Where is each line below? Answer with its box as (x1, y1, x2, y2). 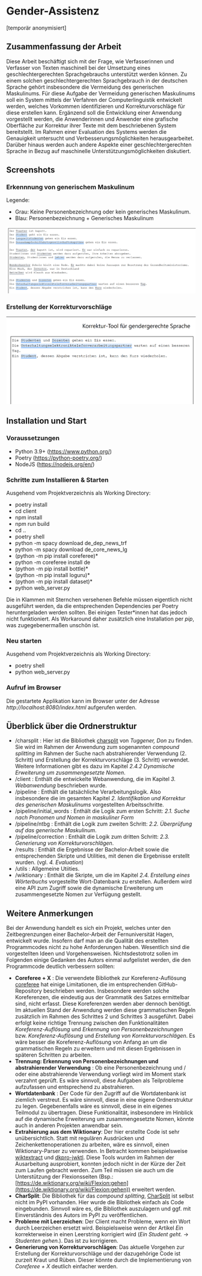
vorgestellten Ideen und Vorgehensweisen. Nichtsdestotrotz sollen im (6, 950, 179, 957)
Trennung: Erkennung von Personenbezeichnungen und (14, 1058, 159, 1065)
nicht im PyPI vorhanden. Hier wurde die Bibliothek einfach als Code (14, 1199, 185, 1206)
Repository (14, 987, 42, 994)
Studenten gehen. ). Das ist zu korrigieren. (14, 1237, 118, 1245)
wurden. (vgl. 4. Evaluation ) (14, 859, 84, 866)
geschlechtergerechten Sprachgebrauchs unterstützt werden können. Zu (6, 71, 188, 78)
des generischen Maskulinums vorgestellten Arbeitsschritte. (14, 801, 164, 809)
